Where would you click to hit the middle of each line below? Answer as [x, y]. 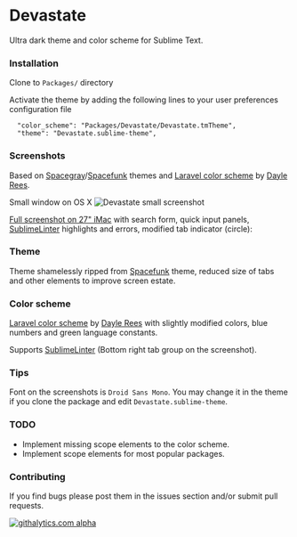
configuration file [40, 110]
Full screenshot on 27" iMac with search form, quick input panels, [129, 219]
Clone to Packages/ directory [61, 83]
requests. [27, 506]
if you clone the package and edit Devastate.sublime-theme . [119, 402]
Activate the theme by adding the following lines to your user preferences [144, 100]
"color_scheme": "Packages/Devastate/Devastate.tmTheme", [127, 126]
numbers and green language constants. [84, 333]
